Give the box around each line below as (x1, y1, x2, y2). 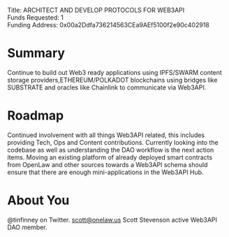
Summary (7, 45, 65, 62)
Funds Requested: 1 (7, 13, 64, 22)
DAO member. (7, 223, 47, 231)
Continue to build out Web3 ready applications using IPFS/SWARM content (7, 68, 222, 76)
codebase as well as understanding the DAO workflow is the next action (7, 145, 214, 154)
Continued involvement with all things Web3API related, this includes (7, 131, 205, 139)
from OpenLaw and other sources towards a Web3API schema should (7, 160, 208, 168)
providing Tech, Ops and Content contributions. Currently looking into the (7, 138, 219, 146)
